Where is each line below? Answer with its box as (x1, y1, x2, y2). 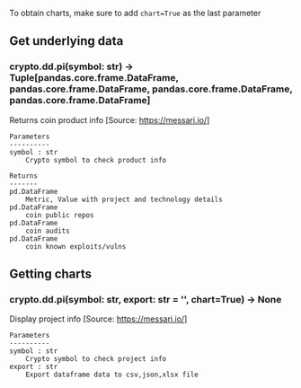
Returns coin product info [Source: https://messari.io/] (9, 114, 210, 125)
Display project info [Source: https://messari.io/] (9, 313, 188, 324)
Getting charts (9, 267, 93, 282)
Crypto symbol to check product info (25, 155, 167, 164)
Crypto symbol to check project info (25, 355, 167, 364)
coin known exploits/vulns (25, 242, 127, 251)
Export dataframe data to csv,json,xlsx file (25, 370, 199, 380)
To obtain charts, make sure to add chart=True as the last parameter (9, 8, 261, 18)
